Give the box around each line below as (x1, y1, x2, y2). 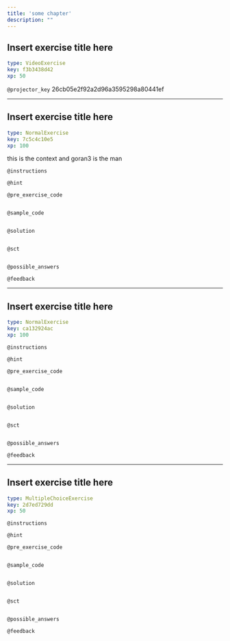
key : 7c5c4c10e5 (7, 136, 53, 142)
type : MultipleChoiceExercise (7, 494, 94, 502)
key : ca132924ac (7, 325, 53, 332)
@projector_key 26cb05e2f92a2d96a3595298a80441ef (7, 85, 164, 93)
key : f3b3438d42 (7, 66, 53, 73)
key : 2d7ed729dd (7, 501, 53, 508)
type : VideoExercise (7, 60, 66, 67)
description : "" (7, 16, 53, 23)
